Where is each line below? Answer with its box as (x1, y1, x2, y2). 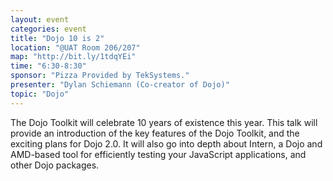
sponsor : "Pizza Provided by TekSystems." (10, 71, 190, 81)
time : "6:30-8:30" (10, 61, 87, 71)
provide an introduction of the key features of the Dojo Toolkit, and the (10, 127, 300, 139)
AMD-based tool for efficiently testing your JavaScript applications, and (10, 148, 307, 160)
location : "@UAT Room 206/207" (10, 42, 141, 53)
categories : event (10, 24, 87, 34)
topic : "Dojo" (10, 89, 70, 99)
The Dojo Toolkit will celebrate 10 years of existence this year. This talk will (10, 116, 318, 128)
